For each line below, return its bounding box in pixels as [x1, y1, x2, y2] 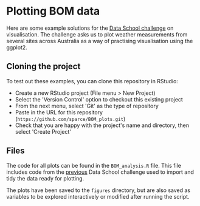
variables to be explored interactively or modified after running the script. [6, 193, 190, 200]
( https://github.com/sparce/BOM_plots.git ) [15, 115, 126, 122]
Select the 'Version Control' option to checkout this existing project [15, 95, 184, 103]
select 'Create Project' [15, 128, 72, 135]
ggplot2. [6, 44, 27, 51]
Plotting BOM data [6, 4, 100, 18]
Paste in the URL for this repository [15, 108, 103, 116]
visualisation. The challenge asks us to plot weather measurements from [6, 30, 188, 38]
